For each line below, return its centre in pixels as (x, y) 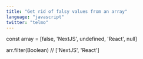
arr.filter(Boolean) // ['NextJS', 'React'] (53, 50)
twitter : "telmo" (27, 22)
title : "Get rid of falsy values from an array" (67, 11)
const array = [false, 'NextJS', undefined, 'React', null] (71, 39)
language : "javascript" (35, 17)
